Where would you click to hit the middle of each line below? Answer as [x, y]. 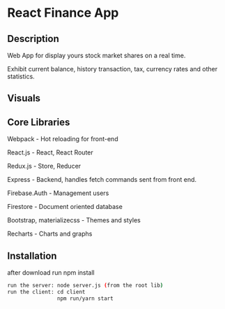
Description [33, 39]
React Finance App [63, 13]
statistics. [21, 76]
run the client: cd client [46, 292]
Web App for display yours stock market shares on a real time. [96, 55]
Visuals [24, 98]
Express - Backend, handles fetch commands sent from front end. [102, 180]
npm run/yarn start [85, 299]
